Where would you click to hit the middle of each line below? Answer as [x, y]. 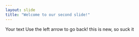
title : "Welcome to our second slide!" [48, 15]
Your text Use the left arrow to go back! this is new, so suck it [70, 29]
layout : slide [20, 10]
